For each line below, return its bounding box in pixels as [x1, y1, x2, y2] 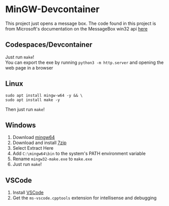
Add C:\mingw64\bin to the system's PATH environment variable [12, 151, 146, 157]
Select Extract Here [12, 145, 54, 151]
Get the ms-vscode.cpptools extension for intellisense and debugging [12, 195, 157, 201]
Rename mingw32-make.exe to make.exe [12, 156, 92, 162]
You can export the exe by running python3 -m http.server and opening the [5, 59, 164, 65]
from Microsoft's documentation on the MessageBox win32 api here [5, 25, 148, 31]
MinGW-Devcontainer [5, 4, 100, 15]
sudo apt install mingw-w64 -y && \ [5, 93, 83, 98]
